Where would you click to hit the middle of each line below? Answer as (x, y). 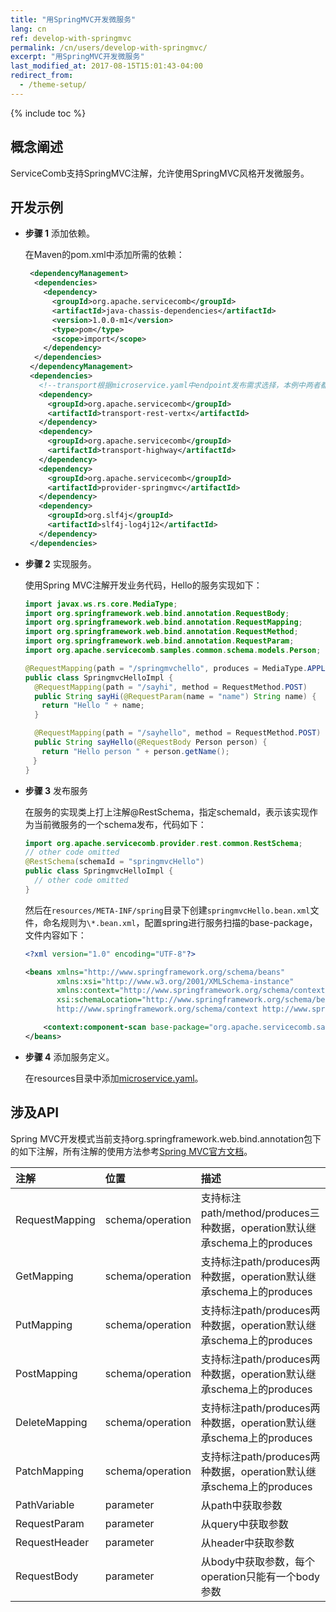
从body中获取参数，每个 (258, 1561)
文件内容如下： (55, 935)
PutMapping (44, 1324)
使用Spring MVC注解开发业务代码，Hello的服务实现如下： (143, 585)
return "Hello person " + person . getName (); (135, 751)
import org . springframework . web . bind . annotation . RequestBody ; (157, 613)
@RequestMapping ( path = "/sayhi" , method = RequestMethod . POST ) (171, 687)
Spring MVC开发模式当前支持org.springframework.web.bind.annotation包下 (166, 1138)
